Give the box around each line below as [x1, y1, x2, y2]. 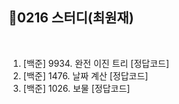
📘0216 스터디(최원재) [8, 9, 135, 27]
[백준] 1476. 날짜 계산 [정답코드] [22, 69, 149, 82]
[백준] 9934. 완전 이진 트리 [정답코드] [22, 57, 170, 69]
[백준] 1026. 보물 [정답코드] [22, 82, 131, 94]
